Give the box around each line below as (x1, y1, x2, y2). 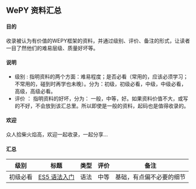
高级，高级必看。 (14, 87, 56, 95)
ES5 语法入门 (38, 173, 75, 181)
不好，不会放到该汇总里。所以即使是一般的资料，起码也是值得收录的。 (19, 102, 189, 109)
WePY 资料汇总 (6, 5, 62, 16)
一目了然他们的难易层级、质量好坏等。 (6, 44, 98, 51)
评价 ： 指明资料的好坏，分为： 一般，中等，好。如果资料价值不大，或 (14, 95, 183, 102)
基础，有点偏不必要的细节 (115, 173, 186, 181)
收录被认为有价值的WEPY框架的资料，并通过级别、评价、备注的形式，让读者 (6, 37, 190, 44)
